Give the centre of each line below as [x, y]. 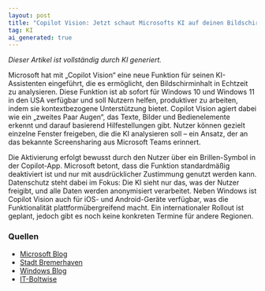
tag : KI [21, 30]
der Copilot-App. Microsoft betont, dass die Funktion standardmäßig [119, 166]
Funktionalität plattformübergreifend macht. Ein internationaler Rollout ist [126, 208]
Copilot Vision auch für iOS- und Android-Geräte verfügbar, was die [118, 200]
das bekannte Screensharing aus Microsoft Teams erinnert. [105, 142]
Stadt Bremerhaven [51, 262]
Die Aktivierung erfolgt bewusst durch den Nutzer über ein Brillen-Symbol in [132, 158]
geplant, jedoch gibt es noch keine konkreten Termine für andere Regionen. [131, 216]
